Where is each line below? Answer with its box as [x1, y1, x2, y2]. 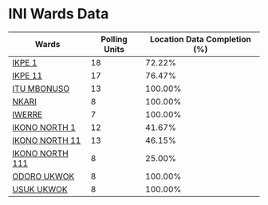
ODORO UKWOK [12, 171, 75, 182]
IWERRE [12, 108, 42, 120]
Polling [100, 34, 128, 45]
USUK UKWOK [12, 183, 68, 195]
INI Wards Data [8, 5, 109, 23]
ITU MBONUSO [12, 83, 70, 94]
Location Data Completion [150, 34, 251, 45]
